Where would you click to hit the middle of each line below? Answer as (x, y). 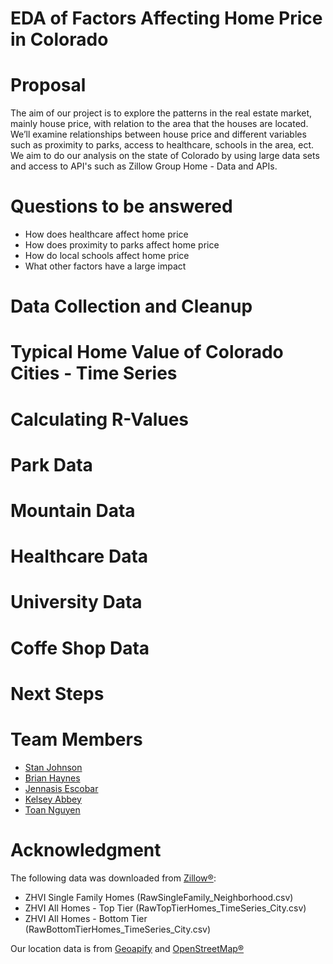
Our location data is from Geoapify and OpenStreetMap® (127, 948)
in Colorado (59, 39)
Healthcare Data (79, 556)
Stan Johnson (53, 767)
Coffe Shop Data (80, 648)
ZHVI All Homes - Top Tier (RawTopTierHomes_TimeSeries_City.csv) (165, 908)
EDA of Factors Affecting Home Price (166, 18)
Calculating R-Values (100, 419)
